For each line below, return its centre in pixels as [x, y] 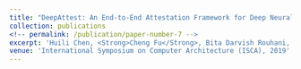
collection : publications [57, 26]
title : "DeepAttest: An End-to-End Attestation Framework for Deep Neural [152, 17]
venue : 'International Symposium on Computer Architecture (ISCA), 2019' [150, 51]
